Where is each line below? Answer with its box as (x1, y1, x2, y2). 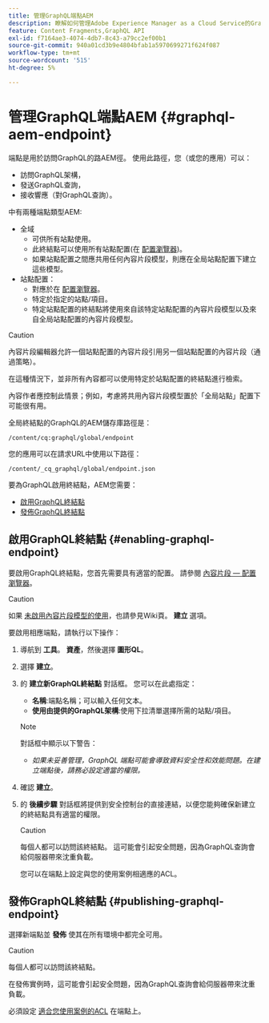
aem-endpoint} (8, 125, 112, 143)
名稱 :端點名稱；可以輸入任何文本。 (31, 695, 147, 705)
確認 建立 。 (19, 782, 58, 791)
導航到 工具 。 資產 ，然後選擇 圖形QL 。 (19, 644, 148, 654)
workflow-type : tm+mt (8, 49, 81, 57)
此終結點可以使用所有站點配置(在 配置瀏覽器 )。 (31, 244, 187, 253)
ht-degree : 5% (8, 64, 56, 72)
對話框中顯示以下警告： (19, 738, 98, 747)
